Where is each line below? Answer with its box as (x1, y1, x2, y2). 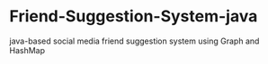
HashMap (9, 44, 46, 55)
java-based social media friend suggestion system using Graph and (9, 36, 260, 46)
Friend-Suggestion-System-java (9, 6, 258, 27)
